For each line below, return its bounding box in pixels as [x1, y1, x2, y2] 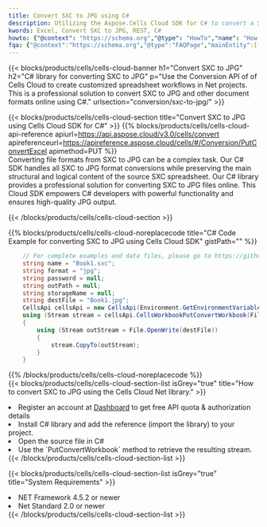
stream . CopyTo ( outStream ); [50, 340, 141, 349]
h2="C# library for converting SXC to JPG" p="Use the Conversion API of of [8, 72, 257, 81]
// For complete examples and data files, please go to [22, 252, 212, 260]
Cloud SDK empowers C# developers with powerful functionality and [8, 189, 234, 199]
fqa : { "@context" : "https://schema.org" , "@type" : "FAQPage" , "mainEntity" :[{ [8, 41, 261, 49]
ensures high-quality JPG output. [8, 197, 117, 207]
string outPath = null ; [22, 281, 102, 289]
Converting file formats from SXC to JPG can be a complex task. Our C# [8, 155, 244, 164]
